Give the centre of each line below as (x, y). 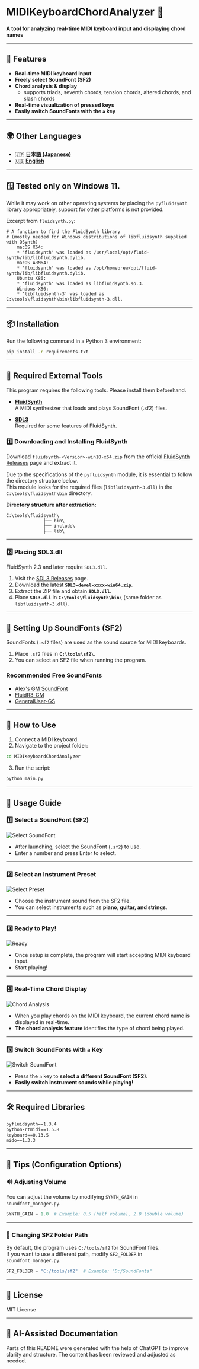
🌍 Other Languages (44, 136)
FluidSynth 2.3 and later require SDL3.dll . (57, 567)
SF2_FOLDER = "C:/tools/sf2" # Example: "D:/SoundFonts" (79, 1271)
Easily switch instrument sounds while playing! (74, 1083)
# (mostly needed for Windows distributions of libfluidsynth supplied (96, 237)
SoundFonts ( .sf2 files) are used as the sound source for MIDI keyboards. (96, 642)
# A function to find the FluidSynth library (63, 232)
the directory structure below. (42, 481)
